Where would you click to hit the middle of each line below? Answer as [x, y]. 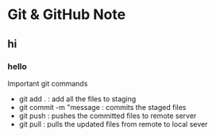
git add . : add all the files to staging [77, 99]
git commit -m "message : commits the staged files [102, 107]
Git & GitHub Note [67, 15]
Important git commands [48, 83]
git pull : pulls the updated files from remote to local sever [113, 124]
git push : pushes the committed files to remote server [108, 116]
